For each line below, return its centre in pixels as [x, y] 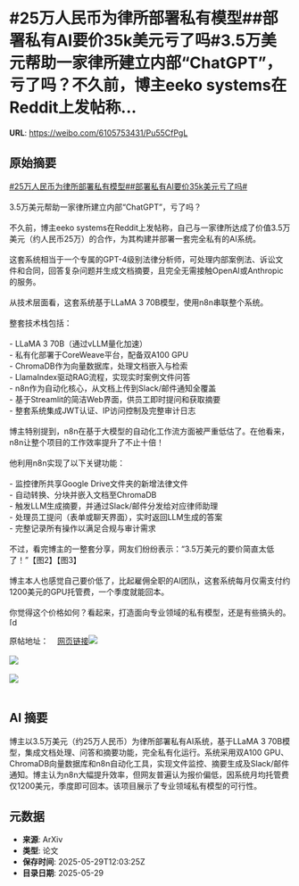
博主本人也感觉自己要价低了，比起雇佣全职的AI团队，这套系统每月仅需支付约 [150, 580]
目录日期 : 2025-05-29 [63, 873]
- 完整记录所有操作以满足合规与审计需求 [83, 528]
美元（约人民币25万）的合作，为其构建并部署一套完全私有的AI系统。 [135, 238]
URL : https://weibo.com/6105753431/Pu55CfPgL [99, 132]
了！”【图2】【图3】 [46, 559]
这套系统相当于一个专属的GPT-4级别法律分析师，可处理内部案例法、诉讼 [142, 259]
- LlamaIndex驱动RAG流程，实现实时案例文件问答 [100, 377]
